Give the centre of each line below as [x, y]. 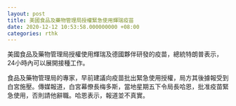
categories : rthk [33, 33]
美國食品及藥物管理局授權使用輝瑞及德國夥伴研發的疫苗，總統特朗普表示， [115, 54]
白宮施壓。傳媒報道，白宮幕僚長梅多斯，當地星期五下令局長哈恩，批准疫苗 [115, 87]
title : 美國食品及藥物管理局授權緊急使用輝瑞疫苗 [71, 20]
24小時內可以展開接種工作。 [48, 63]
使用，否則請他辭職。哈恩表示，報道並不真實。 [81, 95]
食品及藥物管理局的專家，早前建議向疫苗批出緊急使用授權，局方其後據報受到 [118, 78]
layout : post [26, 14]
